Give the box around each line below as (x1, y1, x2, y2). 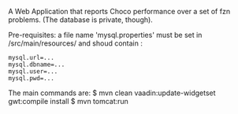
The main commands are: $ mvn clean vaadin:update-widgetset (8, 88, 216, 97)
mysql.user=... (8, 68, 58, 75)
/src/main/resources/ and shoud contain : (8, 39, 143, 48)
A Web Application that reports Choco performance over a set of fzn (8, 7, 231, 16)
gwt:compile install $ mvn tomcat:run (8, 97, 128, 105)
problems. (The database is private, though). (8, 15, 154, 24)
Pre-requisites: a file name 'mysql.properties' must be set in (8, 31, 203, 39)
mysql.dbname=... (8, 61, 65, 68)
